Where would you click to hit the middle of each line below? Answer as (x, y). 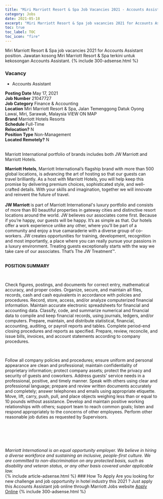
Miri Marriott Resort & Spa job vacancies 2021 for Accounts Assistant (74, 50)
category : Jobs (20, 14)
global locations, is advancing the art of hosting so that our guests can (75, 174)
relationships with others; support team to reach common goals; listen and (79, 407)
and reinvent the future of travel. (37, 195)
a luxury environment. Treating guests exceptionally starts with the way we (80, 246)
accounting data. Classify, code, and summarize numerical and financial (77, 311)
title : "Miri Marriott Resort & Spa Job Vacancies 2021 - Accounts (75, 9)
